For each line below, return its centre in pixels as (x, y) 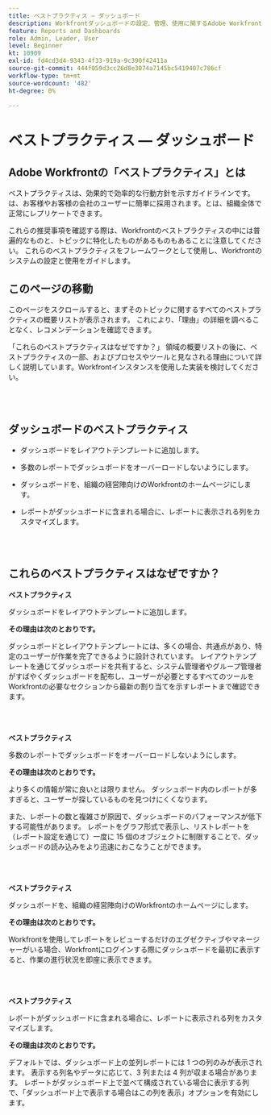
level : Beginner (35, 46)
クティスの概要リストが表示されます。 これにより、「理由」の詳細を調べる (130, 320)
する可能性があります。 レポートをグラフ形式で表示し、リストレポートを (129, 826)
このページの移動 (51, 288)
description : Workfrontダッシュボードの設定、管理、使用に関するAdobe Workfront (135, 23)
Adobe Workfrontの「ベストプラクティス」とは (127, 172)
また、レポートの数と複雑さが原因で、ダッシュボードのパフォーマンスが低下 (135, 816)
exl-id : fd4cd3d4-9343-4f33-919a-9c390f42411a (88, 61)
